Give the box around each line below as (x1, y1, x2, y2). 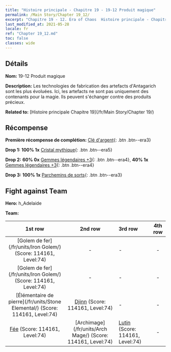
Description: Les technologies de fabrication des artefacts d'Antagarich (5, 82, 156, 89)
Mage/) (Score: (72, 332, 108, 339)
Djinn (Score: (74, 298, 106, 305)
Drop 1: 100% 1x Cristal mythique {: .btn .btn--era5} (5, 147, 113, 153)
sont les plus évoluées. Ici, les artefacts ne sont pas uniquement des (5, 88, 149, 94)
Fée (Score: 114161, (9, 326, 60, 333)
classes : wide (5, 41, 36, 46)
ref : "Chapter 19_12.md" (5, 31, 58, 36)
